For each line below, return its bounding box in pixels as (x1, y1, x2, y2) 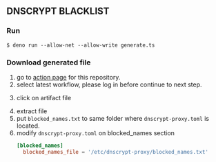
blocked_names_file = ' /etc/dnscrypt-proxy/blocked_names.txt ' (23, 148, 208, 155)
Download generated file (6, 58, 91, 67)
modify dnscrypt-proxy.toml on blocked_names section (16, 128, 175, 137)
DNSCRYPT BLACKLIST (6, 5, 110, 17)
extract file (16, 106, 48, 115)
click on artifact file (16, 93, 72, 102)
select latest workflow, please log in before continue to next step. (16, 80, 202, 89)
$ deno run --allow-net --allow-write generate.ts (6, 41, 155, 49)
